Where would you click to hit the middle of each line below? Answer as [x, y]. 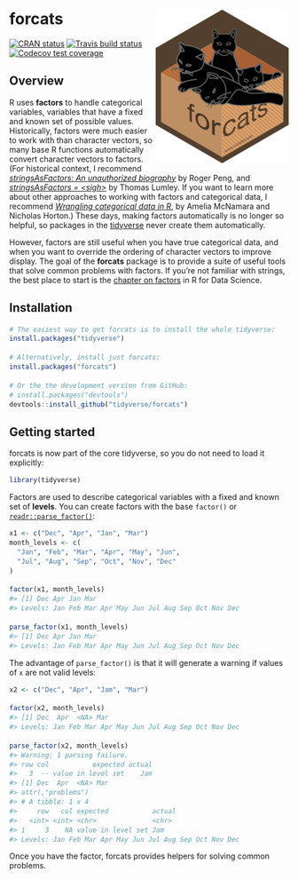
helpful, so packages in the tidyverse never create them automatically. [137, 225]
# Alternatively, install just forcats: [85, 358]
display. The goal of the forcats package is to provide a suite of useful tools [148, 261]
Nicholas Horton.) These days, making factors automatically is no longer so [147, 215]
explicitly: [27, 463]
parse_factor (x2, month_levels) [69, 746]
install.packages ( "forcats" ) [63, 367]
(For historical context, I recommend [75, 168]
